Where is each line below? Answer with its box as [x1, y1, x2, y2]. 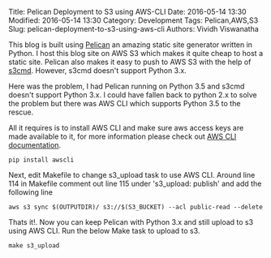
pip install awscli [8, 156, 75, 164]
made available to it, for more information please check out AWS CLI [8, 131, 237, 141]
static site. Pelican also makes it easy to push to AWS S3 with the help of [8, 57, 252, 67]
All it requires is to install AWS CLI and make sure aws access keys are [8, 123, 244, 132]
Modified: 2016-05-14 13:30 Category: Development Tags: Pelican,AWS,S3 [8, 15, 259, 25]
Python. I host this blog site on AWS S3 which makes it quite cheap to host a [8, 49, 264, 58]
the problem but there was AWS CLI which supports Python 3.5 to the [8, 99, 241, 108]
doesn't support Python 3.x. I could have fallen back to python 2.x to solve [8, 90, 257, 100]
